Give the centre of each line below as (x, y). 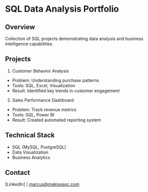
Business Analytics (31, 157)
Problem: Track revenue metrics (44, 109)
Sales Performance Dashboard (43, 100)
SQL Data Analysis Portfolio (62, 9)
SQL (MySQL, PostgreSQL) (39, 147)
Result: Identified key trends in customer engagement (66, 91)
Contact (18, 173)
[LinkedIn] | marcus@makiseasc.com (42, 184)
